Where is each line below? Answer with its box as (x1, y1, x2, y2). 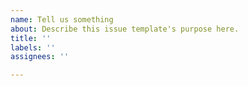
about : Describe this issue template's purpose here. (10, 24, 240, 34)
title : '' (10, 33, 52, 43)
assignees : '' (10, 52, 70, 62)
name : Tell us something (10, 14, 114, 25)
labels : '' (10, 42, 56, 53)
